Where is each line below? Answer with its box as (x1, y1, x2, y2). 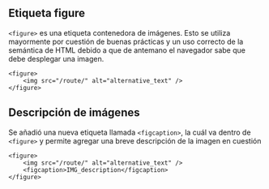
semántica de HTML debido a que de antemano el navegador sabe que (8, 45, 246, 55)
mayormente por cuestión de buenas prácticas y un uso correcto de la (8, 37, 244, 46)
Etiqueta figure (8, 6, 86, 20)
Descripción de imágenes (8, 105, 140, 120)
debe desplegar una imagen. (8, 54, 105, 63)
